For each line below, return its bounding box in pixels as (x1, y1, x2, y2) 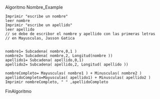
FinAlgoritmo (5, 88, 31, 94)
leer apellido (5, 27, 35, 32)
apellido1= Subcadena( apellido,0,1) (5, 57, 84, 62)
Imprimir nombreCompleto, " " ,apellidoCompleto (5, 79, 108, 84)
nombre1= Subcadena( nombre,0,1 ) (5, 49, 77, 54)
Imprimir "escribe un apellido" (5, 22, 72, 27)
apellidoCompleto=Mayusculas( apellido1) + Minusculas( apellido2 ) (5, 75, 151, 80)
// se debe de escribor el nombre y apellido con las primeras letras (5, 31, 155, 36)
